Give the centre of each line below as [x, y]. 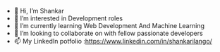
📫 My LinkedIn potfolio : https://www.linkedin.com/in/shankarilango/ [113, 41]
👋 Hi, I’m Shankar [39, 11]
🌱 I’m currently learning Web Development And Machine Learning [109, 26]
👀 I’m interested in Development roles [68, 18]
